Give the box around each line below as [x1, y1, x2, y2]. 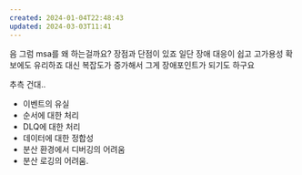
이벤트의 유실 [22, 98, 70, 109]
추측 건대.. [9, 78, 46, 89]
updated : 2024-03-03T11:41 [9, 22, 112, 31]
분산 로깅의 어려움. [22, 155, 89, 166]
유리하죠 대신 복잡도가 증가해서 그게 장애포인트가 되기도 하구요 [33, 59, 255, 70]
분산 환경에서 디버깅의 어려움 [22, 143, 126, 155]
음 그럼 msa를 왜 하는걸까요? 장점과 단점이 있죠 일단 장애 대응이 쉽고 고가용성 [9, 47, 284, 59]
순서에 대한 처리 [22, 109, 79, 120]
